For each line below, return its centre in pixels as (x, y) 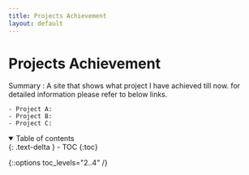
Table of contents (45, 139)
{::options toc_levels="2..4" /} (58, 163)
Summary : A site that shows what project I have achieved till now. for (124, 86)
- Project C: (30, 124)
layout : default (36, 23)
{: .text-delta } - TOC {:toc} (54, 147)
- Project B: (30, 117)
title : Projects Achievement (58, 16)
